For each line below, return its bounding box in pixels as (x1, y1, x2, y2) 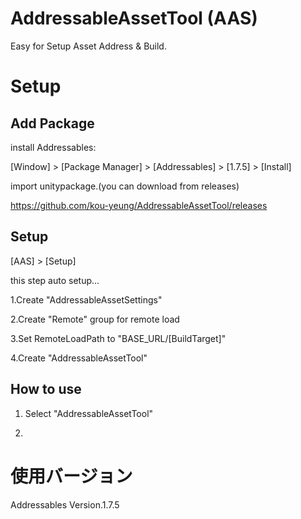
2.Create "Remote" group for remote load (10, 313, 180, 325)
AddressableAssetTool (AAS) (10, 7, 258, 30)
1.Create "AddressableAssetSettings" (10, 293, 163, 306)
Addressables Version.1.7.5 (10, 498, 120, 511)
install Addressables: (10, 141, 97, 153)
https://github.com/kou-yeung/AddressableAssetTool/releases (10, 199, 268, 211)
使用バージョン (10, 465, 133, 487)
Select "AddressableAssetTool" (24, 407, 154, 419)
